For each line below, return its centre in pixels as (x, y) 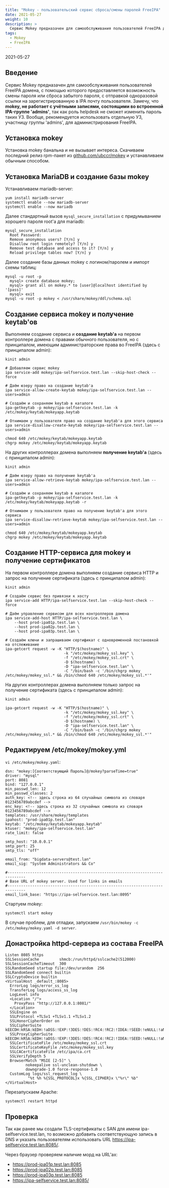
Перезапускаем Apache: (31, 1092)
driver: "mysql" (22, 775)
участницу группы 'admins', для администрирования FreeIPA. (71, 122)
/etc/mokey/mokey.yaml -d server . (41, 928)
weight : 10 (17, 19)
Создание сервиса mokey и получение (70, 314)
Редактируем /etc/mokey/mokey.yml (66, 750)
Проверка (22, 1117)
